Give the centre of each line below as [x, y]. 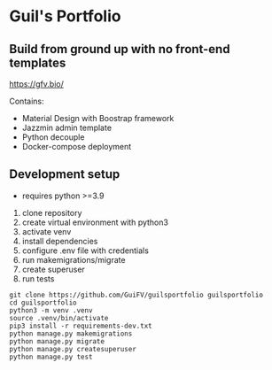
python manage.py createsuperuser [73, 349]
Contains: [27, 101]
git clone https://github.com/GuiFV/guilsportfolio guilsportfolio [136, 295]
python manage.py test [51, 357]
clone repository [52, 212]
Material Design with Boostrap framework [98, 118]
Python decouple [53, 137]
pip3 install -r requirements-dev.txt [81, 326]
